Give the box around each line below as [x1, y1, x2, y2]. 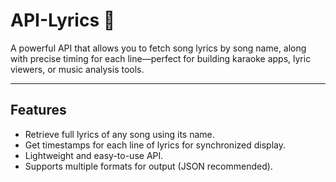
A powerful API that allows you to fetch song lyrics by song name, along [10, 42, 307, 54]
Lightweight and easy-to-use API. [24, 149, 164, 161]
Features [10, 102, 67, 119]
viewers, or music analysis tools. [10, 63, 145, 75]
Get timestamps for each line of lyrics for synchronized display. [24, 139, 286, 151]
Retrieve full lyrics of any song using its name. [24, 128, 215, 140]
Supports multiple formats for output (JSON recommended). [24, 160, 273, 172]
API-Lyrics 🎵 [10, 9, 116, 32]
